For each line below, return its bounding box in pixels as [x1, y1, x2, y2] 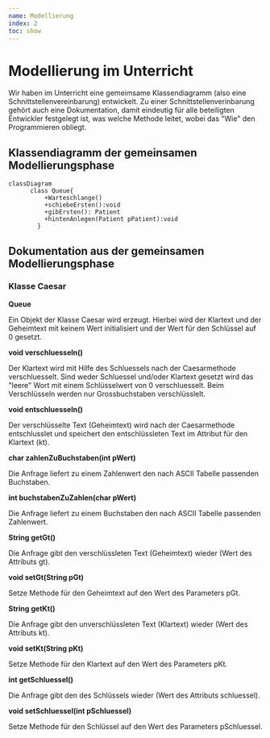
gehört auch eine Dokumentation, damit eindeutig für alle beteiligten [8, 106, 235, 115]
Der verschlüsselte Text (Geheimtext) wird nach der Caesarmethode [8, 420, 235, 430]
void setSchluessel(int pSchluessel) [8, 706, 132, 715]
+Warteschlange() [44, 194, 103, 202]
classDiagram [8, 180, 52, 188]
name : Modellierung [8, 11, 74, 20]
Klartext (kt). [8, 437, 50, 447]
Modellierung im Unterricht [8, 61, 193, 80]
